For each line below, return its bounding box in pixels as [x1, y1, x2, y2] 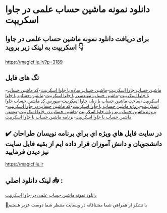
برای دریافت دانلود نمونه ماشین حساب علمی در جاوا [5, 34, 149, 43]
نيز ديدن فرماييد [5, 148, 49, 156]
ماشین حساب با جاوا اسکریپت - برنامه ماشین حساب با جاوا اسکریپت [5, 114, 132, 120]
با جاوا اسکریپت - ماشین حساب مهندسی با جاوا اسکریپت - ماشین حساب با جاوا [5, 92, 150, 98]
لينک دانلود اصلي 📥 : [5, 176, 63, 185]
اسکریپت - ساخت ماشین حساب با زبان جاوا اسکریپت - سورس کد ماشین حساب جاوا [5, 98, 159, 104]
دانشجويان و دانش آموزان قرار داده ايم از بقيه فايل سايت [5, 140, 162, 148]
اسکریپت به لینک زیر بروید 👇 [5, 43, 84, 52]
